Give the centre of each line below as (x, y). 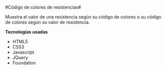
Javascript (23, 52)
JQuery (20, 57)
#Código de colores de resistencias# (43, 7)
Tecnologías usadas (26, 32)
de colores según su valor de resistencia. (47, 22)
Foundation (24, 63)
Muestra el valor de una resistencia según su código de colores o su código (83, 17)
